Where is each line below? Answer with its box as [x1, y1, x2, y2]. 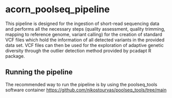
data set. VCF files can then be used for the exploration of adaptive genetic [5, 42, 164, 48]
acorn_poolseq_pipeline [5, 4, 110, 15]
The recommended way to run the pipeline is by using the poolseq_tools [5, 81, 158, 87]
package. [5, 53, 25, 59]
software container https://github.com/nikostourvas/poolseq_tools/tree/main [5, 87, 167, 93]
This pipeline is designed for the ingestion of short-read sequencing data [5, 20, 160, 27]
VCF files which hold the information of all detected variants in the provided [5, 37, 165, 43]
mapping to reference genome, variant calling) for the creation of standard [5, 31, 162, 37]
